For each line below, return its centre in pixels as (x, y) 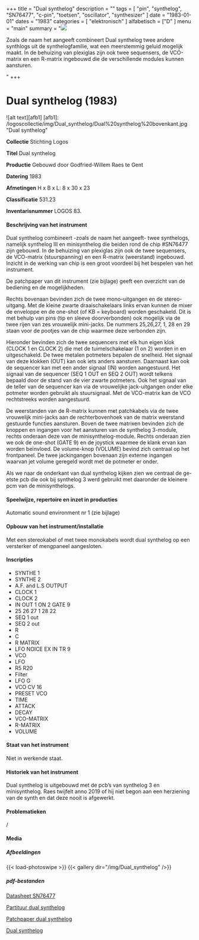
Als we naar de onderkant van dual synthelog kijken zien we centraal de (94, 473)
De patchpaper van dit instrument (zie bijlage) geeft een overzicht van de (96, 281)
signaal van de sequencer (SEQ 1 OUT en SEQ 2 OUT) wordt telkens (89, 374)
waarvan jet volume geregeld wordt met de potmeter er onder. (82, 462)
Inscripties (20, 559)
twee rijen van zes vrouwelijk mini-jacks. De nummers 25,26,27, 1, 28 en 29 (98, 324)
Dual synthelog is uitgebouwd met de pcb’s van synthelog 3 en (83, 785)
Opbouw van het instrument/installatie (55, 526)
